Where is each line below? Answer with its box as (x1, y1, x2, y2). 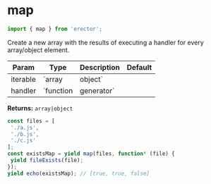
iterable (11, 74, 37, 84)
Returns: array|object (7, 104, 73, 112)
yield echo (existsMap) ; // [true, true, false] (7, 170, 150, 177)
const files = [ (7, 117, 55, 125)
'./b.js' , (10, 130, 40, 137)
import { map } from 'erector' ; (7, 25, 102, 32)
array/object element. (7, 45, 70, 54)
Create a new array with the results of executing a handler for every (7, 38, 205, 47)
